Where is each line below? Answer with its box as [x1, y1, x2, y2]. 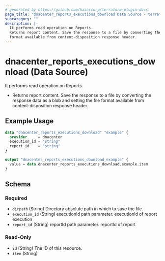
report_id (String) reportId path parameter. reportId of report [12, 222, 136, 228]
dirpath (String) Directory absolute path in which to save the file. [12, 206, 143, 212]
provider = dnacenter [9, 134, 63, 139]
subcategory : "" [5, 16, 38, 21]
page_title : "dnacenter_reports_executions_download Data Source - [5, 12, 146, 17]
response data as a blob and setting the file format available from [12, 97, 144, 103]
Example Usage [5, 117, 54, 126]
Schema [5, 180, 31, 189]
